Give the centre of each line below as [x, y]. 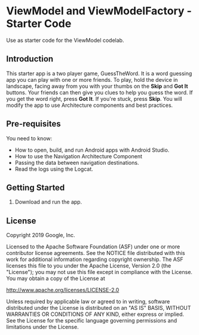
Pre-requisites [33, 124]
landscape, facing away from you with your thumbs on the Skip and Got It [97, 86]
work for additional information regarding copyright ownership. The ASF [95, 259]
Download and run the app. [48, 202]
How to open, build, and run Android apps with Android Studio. [92, 150]
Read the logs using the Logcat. [54, 169]
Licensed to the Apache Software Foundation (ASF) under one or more [93, 247]
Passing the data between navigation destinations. [77, 162]
